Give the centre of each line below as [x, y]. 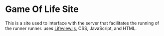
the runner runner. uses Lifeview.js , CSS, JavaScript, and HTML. [71, 28]
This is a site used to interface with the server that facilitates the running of [82, 23]
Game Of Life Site [42, 9]
